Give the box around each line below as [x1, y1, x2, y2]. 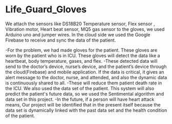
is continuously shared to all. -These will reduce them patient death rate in [5, 80, 162, 86]
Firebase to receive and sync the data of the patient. [5, 37, 117, 43]
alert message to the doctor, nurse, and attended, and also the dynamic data [5, 74, 167, 80]
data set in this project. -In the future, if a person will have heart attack [5, 96, 155, 102]
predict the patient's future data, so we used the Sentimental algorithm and [5, 91, 164, 97]
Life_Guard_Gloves [5, 4, 87, 15]
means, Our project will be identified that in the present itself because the [5, 101, 161, 108]
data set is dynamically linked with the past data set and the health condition [5, 107, 167, 113]
